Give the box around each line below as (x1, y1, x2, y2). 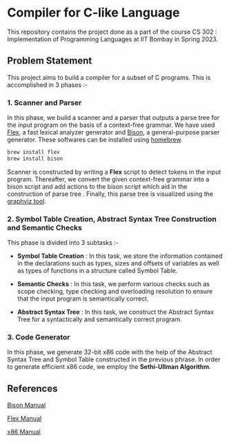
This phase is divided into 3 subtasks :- (7, 239, 119, 247)
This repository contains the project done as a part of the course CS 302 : (7, 28, 217, 36)
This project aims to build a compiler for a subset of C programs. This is (7, 73, 211, 81)
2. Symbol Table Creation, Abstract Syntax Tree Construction (7, 214, 217, 223)
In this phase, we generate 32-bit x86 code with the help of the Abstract (7, 348, 212, 356)
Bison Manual (7, 401, 46, 410)
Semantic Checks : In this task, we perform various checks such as (17, 280, 210, 288)
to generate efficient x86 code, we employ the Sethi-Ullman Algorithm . (7, 363, 212, 371)
